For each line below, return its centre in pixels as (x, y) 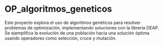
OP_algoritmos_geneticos (58, 9)
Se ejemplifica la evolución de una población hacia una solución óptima (77, 33)
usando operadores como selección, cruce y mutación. (61, 38)
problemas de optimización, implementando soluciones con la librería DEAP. (82, 27)
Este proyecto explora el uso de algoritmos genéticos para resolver (73, 23)
